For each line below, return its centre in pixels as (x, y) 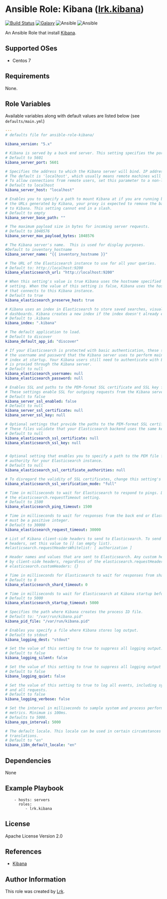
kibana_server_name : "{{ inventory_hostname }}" (56, 254)
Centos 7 (22, 60)
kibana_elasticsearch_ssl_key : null (43, 443)
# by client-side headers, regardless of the (53, 562)
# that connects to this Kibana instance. (50, 291)
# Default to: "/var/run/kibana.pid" (44, 617)
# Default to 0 (21, 580)
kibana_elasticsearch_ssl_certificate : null (52, 438)
